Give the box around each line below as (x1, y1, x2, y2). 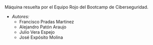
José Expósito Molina (19, 34, 63, 40)
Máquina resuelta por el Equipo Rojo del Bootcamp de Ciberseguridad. (4, 4, 149, 10)
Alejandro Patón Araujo (19, 24, 66, 30)
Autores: (11, 14, 30, 19)
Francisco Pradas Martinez (19, 19, 74, 24)
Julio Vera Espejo (19, 29, 55, 35)
